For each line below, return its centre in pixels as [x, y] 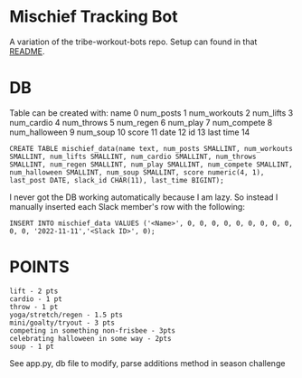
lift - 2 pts [34, 291]
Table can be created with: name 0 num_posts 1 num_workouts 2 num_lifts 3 [151, 113]
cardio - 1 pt [36, 299]
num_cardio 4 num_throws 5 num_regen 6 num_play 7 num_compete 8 [141, 122]
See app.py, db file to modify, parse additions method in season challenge [147, 363]
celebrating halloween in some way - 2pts [90, 338]
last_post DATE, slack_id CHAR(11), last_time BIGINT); [117, 180]
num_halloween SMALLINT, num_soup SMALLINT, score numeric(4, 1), [137, 172]
